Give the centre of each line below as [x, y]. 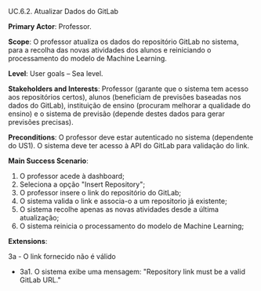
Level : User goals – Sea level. [56, 73]
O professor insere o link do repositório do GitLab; [100, 193]
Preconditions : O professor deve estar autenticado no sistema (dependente [130, 137]
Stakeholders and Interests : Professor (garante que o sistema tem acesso [129, 89]
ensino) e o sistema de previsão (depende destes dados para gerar [116, 114]
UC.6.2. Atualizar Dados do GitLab [63, 11]
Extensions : [28, 241]
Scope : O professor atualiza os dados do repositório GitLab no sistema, [123, 42]
